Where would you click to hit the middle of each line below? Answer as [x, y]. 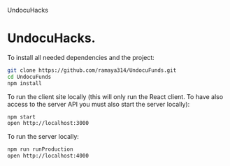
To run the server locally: [43, 137]
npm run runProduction [40, 149]
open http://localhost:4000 [48, 156]
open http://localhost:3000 [48, 123]
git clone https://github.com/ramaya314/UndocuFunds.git [92, 70]
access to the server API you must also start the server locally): [99, 104]
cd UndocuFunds [29, 77]
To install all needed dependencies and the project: [81, 57]
